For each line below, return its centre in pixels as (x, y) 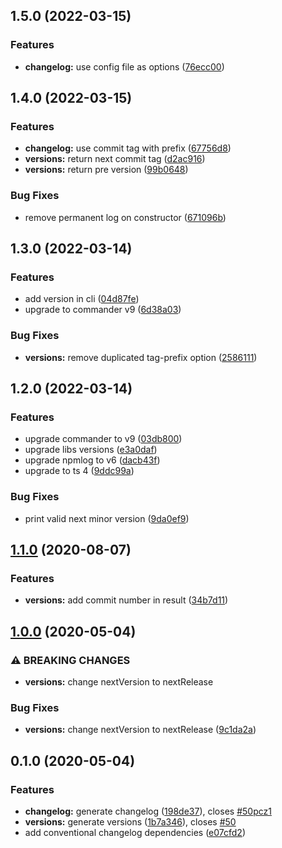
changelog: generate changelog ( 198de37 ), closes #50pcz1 (148, 811)
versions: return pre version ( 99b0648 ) (106, 170)
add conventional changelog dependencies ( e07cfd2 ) (135, 832)
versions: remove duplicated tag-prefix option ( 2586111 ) (141, 357)
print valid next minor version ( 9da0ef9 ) (107, 518)
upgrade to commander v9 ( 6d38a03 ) (103, 310)
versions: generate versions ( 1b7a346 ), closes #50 (130, 822)
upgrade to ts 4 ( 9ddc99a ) (79, 471)
